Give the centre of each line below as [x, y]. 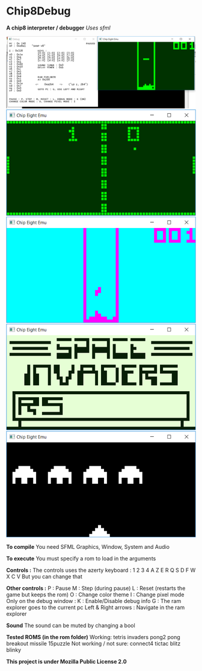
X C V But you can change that [44, 577]
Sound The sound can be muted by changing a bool [71, 625]
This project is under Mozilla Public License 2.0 [67, 661]
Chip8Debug [38, 11]
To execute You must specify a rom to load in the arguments [81, 558]
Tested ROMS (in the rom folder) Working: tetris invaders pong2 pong [93, 637]
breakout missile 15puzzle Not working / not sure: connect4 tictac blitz [93, 643]
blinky [14, 650]
